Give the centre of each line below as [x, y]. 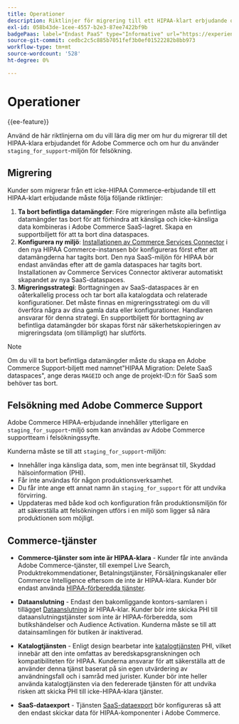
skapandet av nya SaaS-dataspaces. [71, 279]
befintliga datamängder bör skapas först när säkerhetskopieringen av [119, 325]
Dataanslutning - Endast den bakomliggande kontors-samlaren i [112, 602]
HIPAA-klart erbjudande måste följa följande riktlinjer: [85, 197]
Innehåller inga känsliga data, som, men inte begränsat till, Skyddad [116, 465]
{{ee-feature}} [28, 121]
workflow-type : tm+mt [39, 47]
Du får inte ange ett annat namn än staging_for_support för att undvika [122, 488]
